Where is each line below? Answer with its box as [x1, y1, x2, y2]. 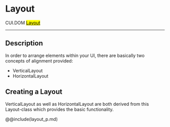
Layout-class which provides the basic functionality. [5, 106, 114, 112]
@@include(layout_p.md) [5, 116, 58, 122]
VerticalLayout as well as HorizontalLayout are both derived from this [5, 101, 149, 107]
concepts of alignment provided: [5, 57, 73, 63]
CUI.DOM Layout [5, 20, 40, 26]
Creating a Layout [5, 88, 62, 96]
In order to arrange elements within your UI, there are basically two [5, 52, 145, 58]
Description [5, 39, 43, 48]
